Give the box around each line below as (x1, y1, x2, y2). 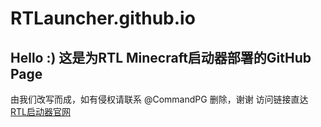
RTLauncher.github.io (10, 7, 196, 30)
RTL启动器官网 (10, 106, 71, 117)
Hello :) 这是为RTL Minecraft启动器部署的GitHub (10, 49, 312, 66)
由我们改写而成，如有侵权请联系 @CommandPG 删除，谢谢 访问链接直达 (10, 93, 309, 105)
